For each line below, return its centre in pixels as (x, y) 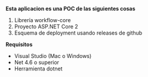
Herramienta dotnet (38, 69)
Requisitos (19, 44)
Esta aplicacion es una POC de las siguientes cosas (70, 9)
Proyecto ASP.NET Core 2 (46, 27)
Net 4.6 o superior (37, 62)
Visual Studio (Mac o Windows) (53, 56)
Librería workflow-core (42, 20)
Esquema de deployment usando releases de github (78, 33)
